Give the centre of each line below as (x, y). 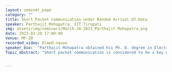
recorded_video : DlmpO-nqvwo (36, 43)
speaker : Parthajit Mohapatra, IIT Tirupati (53, 24)
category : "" (19, 15)
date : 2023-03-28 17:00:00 (34, 33)
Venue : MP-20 (19, 39)
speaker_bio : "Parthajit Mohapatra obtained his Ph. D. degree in (79, 48)
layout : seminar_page (28, 10)
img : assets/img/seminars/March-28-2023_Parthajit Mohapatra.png (76, 29)
